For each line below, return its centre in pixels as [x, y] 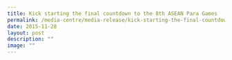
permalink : [23, 20]
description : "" [30, 39]
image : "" [21, 46]
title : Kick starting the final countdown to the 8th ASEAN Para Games [112, 13]
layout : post [26, 33]
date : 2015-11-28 [32, 26]
